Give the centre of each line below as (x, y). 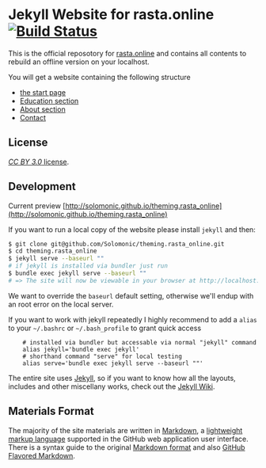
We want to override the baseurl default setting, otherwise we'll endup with (131, 295)
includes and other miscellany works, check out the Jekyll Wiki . (112, 386)
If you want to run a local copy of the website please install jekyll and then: (132, 229)
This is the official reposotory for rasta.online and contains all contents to (127, 53)
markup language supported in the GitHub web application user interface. (129, 439)
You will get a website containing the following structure (100, 77)
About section (42, 109)
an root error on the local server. (61, 304)
